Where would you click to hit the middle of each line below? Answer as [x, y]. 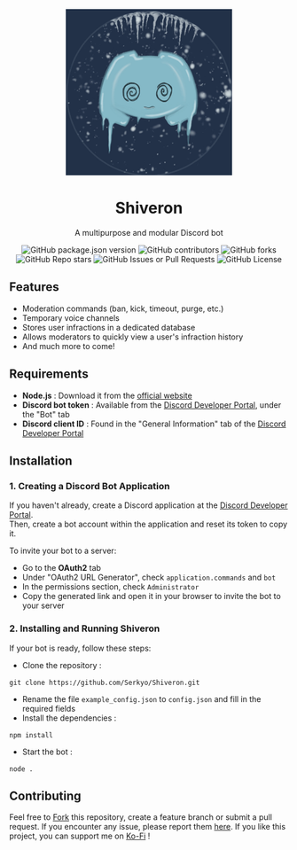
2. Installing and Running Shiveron [85, 628]
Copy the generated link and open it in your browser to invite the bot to [151, 597]
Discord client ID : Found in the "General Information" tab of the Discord [154, 424]
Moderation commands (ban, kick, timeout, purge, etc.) [123, 308]
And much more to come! [68, 346]
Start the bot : [47, 752]
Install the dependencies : [69, 718]
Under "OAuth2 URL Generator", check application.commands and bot [149, 577]
